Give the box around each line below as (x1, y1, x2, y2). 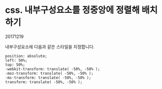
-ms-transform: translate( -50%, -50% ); (5, 75, 92, 80)
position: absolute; (5, 53, 48, 58)
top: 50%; (5, 62, 26, 67)
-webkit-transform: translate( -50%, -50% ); (5, 66, 100, 72)
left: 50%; (5, 58, 28, 63)
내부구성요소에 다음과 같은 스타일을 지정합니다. (5, 44, 95, 49)
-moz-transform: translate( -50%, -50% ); (5, 71, 94, 76)
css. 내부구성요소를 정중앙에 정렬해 (5, 4, 140, 16)
